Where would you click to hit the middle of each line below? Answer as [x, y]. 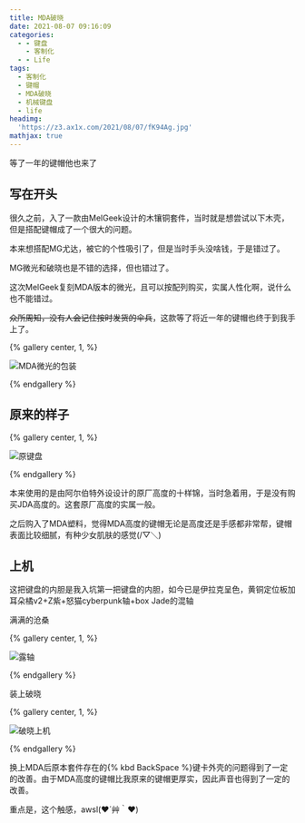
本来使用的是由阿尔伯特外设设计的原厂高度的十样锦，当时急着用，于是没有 [148, 493]
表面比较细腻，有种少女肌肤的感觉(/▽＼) [85, 534]
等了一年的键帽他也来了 [53, 162]
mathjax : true [36, 136]
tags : [20, 69]
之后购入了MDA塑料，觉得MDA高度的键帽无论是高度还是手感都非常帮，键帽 [151, 524]
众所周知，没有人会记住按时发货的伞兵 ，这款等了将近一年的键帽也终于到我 [148, 318]
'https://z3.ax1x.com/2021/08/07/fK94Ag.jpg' [105, 128]
